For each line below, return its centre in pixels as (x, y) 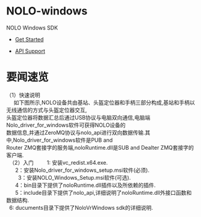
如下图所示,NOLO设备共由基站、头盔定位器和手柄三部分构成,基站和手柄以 (104, 102)
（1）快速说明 (23, 95)
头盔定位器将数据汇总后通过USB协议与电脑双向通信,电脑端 (78, 117)
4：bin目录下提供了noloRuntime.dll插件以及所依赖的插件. (85, 185)
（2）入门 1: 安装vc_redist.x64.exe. (58, 162)
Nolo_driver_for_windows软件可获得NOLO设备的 (66, 125)
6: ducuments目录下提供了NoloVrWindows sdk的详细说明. (81, 207)
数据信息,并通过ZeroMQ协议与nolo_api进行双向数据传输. (76, 132)
